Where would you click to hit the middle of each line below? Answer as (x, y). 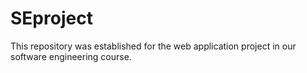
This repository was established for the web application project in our (153, 46)
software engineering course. (71, 56)
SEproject (51, 18)
